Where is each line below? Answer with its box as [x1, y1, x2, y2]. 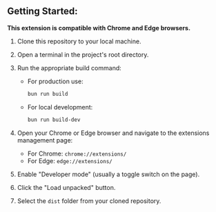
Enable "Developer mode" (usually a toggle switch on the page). [17, 170, 200, 178]
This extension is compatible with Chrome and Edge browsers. [7, 23, 191, 32]
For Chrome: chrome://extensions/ [27, 149, 127, 158]
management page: [17, 136, 73, 144]
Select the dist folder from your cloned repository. [17, 196, 161, 205]
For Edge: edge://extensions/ [27, 156, 112, 165]
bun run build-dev [27, 116, 81, 123]
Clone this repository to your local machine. [17, 37, 141, 45]
